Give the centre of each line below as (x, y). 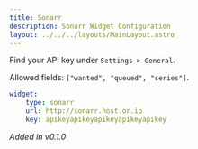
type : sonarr (50, 103)
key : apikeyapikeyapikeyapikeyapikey (96, 119)
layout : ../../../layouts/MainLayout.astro (92, 34)
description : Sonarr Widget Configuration (90, 26)
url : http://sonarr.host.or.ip (84, 111)
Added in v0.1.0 (38, 136)
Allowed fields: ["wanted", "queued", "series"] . (99, 78)
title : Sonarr (36, 18)
